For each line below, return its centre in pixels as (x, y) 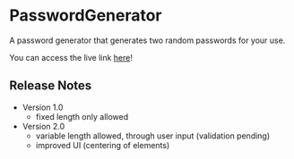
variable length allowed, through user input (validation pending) (153, 136)
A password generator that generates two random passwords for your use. (147, 40)
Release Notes (51, 86)
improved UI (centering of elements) (103, 145)
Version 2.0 (43, 126)
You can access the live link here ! (71, 57)
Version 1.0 (43, 107)
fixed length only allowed (82, 116)
